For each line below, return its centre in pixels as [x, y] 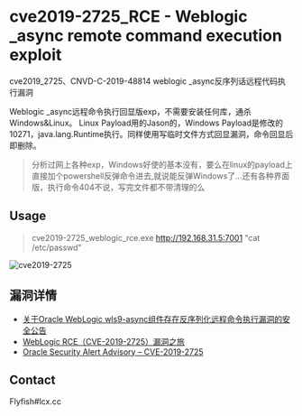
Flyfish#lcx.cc [35, 402]
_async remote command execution [146, 36]
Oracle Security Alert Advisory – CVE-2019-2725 [113, 351]
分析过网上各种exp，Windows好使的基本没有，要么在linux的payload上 [162, 164]
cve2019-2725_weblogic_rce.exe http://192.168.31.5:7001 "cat [146, 237]
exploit [36, 55]
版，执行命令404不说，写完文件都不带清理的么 [118, 187]
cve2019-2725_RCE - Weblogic [128, 17]
